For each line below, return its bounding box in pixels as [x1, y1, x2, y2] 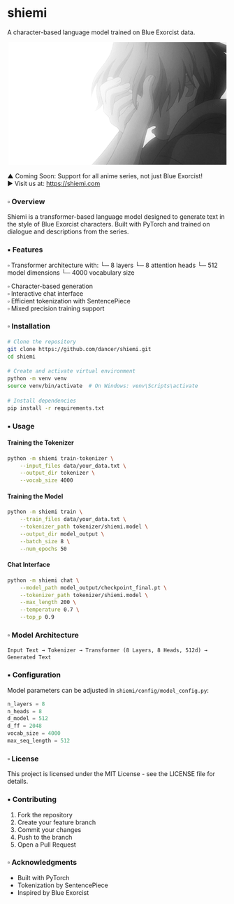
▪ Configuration [7, 670, 61, 680]
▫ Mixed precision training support [7, 304, 105, 313]
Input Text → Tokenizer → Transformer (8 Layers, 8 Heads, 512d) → [7, 647, 208, 654]
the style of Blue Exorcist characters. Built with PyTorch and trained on [7, 220, 210, 229]
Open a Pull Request [17, 840, 77, 849]
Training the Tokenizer [7, 438, 75, 447]
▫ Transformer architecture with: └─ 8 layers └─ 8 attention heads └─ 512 [7, 261, 218, 269]
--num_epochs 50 [20, 545, 68, 552]
